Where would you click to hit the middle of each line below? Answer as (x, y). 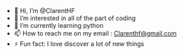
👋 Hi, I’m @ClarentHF (44, 11)
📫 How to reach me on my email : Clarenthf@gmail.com (95, 33)
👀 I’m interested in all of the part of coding (75, 18)
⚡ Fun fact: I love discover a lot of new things (79, 44)
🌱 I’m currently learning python (59, 25)
